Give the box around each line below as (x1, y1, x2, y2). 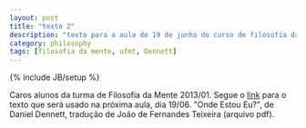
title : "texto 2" (9, 22, 76, 31)
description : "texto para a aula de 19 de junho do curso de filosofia (9, 30, 287, 39)
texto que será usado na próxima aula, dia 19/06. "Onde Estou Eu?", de (9, 99, 275, 110)
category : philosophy (9, 38, 92, 48)
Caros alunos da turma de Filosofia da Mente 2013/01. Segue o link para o (9, 90, 287, 101)
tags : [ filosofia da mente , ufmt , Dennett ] (9, 47, 178, 56)
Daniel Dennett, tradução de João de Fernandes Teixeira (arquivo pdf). (9, 109, 275, 120)
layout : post (9, 13, 59, 23)
